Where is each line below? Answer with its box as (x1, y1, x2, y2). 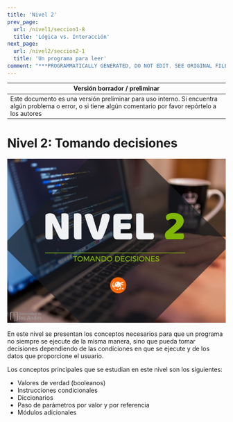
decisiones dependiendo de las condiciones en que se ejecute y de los (7, 344, 210, 353)
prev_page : (7, 18, 39, 26)
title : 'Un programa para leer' (13, 56, 107, 62)
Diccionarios (17, 393, 53, 402)
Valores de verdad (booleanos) (17, 378, 106, 387)
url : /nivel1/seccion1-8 (13, 26, 85, 33)
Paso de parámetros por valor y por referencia (17, 400, 150, 409)
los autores (10, 109, 42, 117)
